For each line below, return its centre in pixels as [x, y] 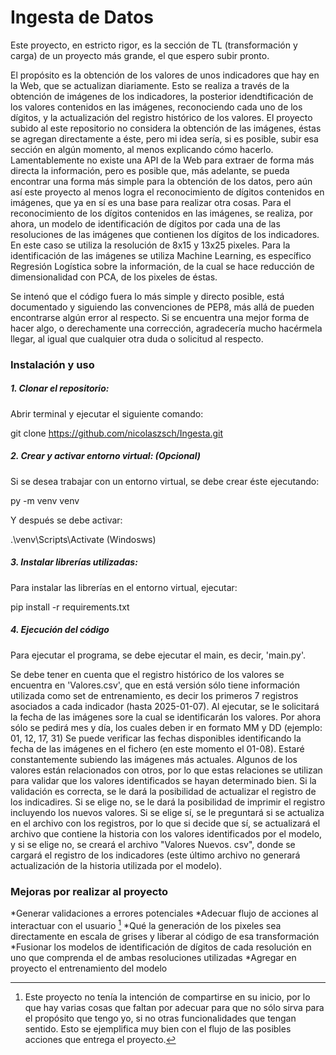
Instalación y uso [52, 364]
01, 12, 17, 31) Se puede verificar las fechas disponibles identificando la [156, 738]
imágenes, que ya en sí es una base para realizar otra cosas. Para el [151, 202]
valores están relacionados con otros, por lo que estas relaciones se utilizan [166, 770]
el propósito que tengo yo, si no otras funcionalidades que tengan [160, 1018]
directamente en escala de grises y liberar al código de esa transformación [165, 936]
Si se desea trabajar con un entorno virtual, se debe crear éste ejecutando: [165, 481]
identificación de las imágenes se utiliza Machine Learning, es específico [161, 255]
